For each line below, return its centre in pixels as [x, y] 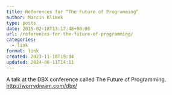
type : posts [21, 23]
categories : [21, 40]
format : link [23, 51]
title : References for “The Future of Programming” [72, 12]
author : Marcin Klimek [35, 17]
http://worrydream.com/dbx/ [42, 85]
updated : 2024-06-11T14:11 [40, 62]
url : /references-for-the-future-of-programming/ [70, 34]
